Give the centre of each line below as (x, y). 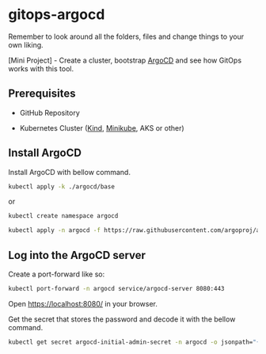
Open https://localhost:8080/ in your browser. (83, 303)
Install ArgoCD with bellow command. (69, 172)
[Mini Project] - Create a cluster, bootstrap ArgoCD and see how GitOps (125, 60)
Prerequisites (42, 94)
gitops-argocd (57, 15)
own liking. (26, 44)
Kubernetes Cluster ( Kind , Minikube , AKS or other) (102, 128)
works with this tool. (41, 68)
